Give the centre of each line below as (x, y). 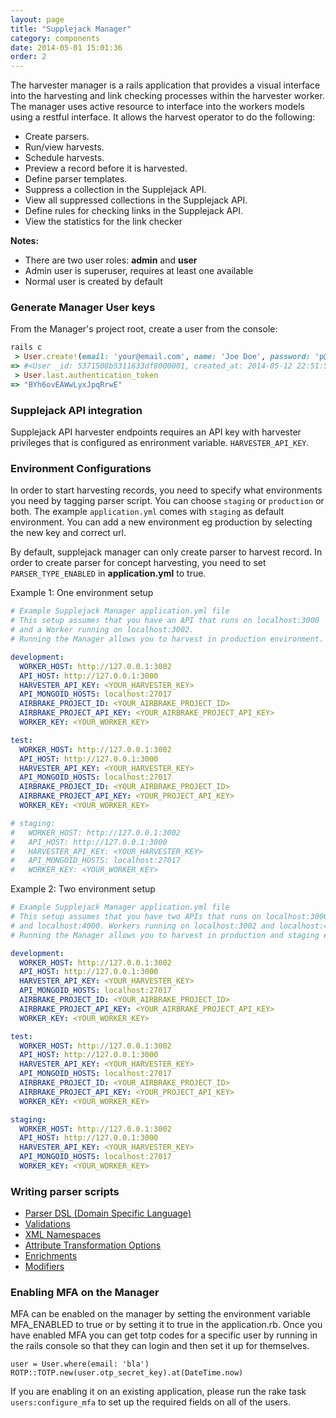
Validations (47, 1224)
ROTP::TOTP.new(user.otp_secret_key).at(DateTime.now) (127, 1373)
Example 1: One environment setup (82, 593)
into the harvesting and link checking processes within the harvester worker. (167, 96)
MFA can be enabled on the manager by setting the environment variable (160, 1314)
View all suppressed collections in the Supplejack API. (136, 200)
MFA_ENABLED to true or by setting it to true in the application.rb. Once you (166, 1325)
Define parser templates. (76, 179)
